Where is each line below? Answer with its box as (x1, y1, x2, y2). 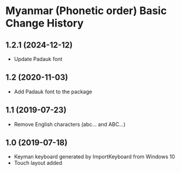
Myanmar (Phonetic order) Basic (5, 4, 168, 18)
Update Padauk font (13, 56, 63, 62)
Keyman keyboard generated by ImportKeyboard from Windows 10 (13, 153, 175, 160)
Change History (5, 16, 84, 30)
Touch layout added (13, 160, 63, 167)
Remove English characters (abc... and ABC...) (13, 120, 126, 127)
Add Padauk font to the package (13, 88, 93, 95)
